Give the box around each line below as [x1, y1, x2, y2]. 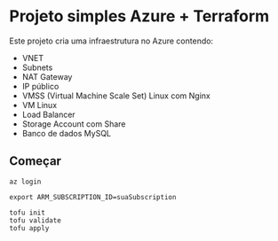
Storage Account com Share [21, 118, 126, 129]
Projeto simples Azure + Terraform [9, 6, 270, 27]
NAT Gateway [21, 71, 73, 82]
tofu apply [9, 223, 50, 232]
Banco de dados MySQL [21, 128, 112, 138]
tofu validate [9, 215, 62, 225]
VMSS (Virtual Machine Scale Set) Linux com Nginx [21, 90, 210, 101]
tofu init [9, 208, 46, 217]
